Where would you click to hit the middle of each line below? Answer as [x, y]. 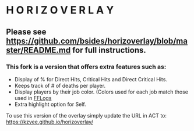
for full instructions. [109, 50]
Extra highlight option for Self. [50, 104]
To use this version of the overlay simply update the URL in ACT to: [87, 115]
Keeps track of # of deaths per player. [60, 85]
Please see [26, 32]
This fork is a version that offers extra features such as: [86, 67]
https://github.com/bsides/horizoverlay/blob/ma [97, 41]
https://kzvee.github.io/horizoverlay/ [50, 122]
